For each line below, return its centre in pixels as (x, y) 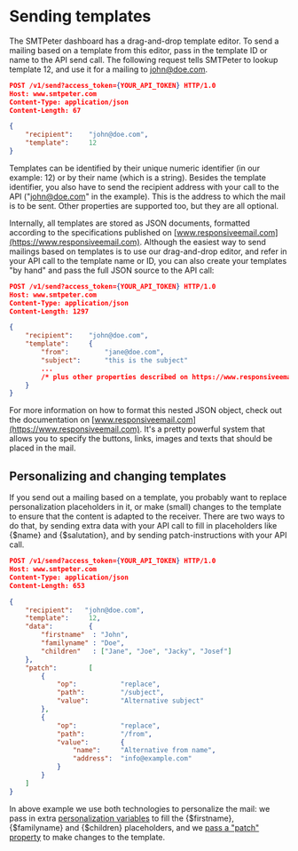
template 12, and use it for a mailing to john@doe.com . (109, 69)
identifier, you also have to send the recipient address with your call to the (144, 187)
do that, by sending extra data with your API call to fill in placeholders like (143, 526)
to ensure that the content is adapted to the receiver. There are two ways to (147, 516)
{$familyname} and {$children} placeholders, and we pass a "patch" (134, 827)
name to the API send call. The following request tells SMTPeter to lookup (144, 60)
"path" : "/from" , (104, 734)
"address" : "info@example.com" (132, 759)
